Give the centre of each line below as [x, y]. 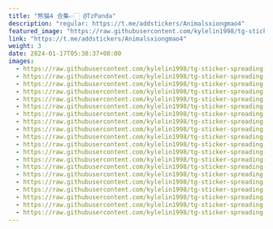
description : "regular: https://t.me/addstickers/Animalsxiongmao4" [127, 24]
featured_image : [36, 31]
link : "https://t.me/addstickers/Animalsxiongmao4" [97, 39]
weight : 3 [25, 46]
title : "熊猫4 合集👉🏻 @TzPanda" [62, 16]
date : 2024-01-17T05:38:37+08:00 [65, 54]
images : [22, 62]
